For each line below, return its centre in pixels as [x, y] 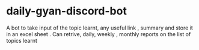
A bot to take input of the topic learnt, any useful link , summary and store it [100, 28]
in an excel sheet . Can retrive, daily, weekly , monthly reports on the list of [99, 34]
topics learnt [22, 40]
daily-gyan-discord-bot [67, 11]
